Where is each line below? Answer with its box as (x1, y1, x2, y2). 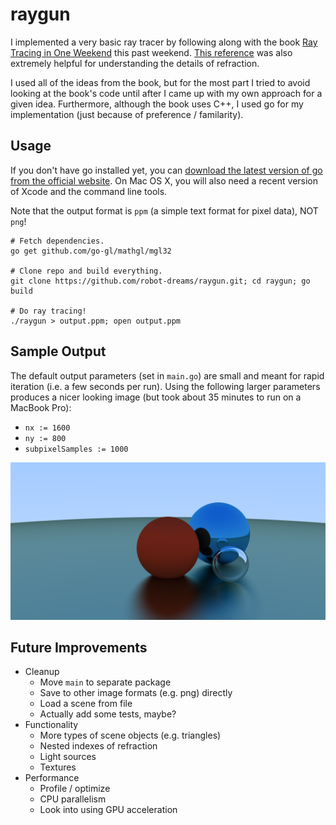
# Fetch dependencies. (10, 236, 105, 246)
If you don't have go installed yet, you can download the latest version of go (10, 164, 323, 176)
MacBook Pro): (10, 401, 72, 413)
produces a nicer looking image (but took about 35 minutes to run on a (10, 391, 302, 403)
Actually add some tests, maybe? (39, 708, 177, 720)
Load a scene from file (39, 698, 133, 710)
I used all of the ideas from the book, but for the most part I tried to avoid (10, 76, 311, 88)
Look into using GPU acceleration (39, 804, 178, 816)
